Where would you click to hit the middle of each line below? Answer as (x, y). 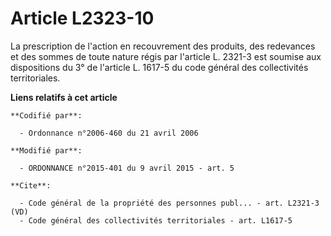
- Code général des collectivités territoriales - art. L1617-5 (156, 220)
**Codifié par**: (46, 115)
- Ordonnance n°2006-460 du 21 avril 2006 (109, 133)
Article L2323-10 (82, 18)
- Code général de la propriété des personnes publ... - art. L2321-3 (169, 203)
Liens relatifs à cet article (64, 97)
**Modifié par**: (46, 150)
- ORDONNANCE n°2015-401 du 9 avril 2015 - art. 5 (127, 168)
